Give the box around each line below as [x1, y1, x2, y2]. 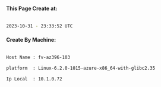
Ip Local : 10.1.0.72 [6, 76, 62, 82]
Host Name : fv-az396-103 [6, 54, 70, 61]
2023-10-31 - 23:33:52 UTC [6, 23, 73, 29]
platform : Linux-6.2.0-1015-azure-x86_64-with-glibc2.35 [6, 66, 156, 72]
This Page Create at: [6, 5, 58, 12]
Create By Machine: [6, 36, 56, 43]
